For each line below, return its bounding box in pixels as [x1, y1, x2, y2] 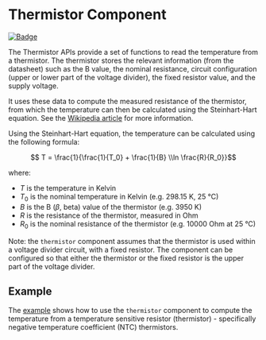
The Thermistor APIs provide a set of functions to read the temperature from [8, 47, 258, 56]
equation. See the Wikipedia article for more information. [8, 113, 194, 122]
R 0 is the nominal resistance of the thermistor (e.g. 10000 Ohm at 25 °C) [19, 218, 256, 230]
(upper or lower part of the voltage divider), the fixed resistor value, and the [8, 72, 256, 82]
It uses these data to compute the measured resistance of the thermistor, [8, 96, 248, 106]
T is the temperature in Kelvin [19, 183, 117, 192]
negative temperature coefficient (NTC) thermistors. [8, 323, 179, 332]
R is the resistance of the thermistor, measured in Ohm [19, 211, 199, 220]
